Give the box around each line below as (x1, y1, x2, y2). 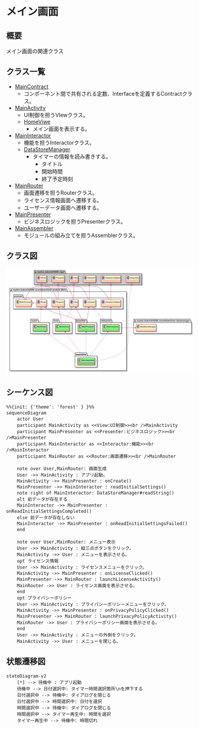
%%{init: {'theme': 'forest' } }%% (6, 404, 95, 410)
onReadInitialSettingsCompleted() (6, 508, 92, 514)
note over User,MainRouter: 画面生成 (17, 466, 107, 472)
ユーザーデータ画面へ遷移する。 (23, 204, 102, 211)
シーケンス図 (6, 387, 53, 397)
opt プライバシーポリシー (17, 595, 72, 601)
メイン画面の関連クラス (6, 48, 64, 54)
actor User (17, 416, 44, 422)
